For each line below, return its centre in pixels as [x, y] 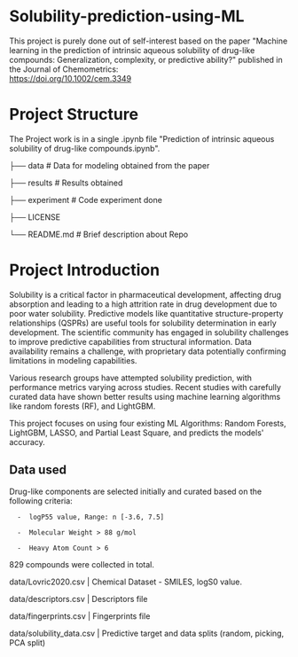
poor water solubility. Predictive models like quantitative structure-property [146, 313]
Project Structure [74, 115]
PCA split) [27, 642]
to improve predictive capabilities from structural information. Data [131, 341]
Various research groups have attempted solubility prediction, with [131, 378]
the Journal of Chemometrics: [64, 69]
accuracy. [27, 442]
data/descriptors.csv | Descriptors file [78, 598]
